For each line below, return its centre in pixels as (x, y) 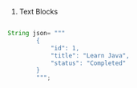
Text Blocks (38, 12)
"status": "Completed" (88, 63)
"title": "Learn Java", (90, 55)
